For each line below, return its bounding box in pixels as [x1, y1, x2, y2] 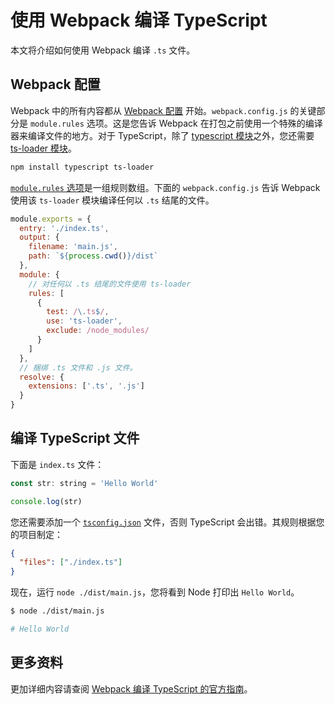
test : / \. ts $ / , [46, 307, 110, 317]
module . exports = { [10, 214, 92, 224]
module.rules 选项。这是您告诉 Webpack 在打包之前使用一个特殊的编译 [29, 117, 323, 129]
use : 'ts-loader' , [46, 316, 123, 326]
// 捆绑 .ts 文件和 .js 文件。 [19, 362, 138, 373]
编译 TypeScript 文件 [10, 430, 140, 447]
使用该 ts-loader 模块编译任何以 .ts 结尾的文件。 [10, 194, 215, 206]
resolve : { [19, 372, 65, 382]
